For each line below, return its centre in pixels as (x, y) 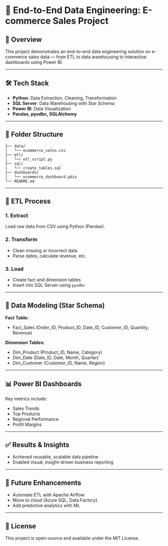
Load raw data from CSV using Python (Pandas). (55, 227)
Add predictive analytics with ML (46, 506)
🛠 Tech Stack (27, 83)
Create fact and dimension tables (46, 280)
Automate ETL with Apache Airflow (48, 495)
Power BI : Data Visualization (41, 108)
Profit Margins (27, 424)
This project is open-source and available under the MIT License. (72, 538)
